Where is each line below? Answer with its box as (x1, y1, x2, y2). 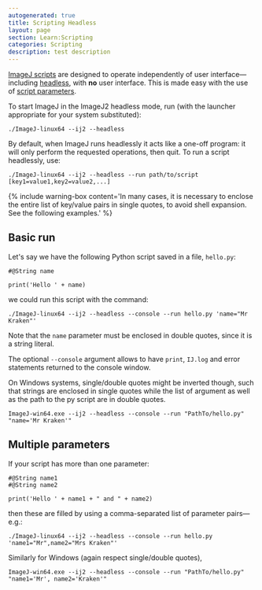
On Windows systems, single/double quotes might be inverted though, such (8, 378, 254, 387)
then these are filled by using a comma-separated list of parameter (8, 508, 226, 518)
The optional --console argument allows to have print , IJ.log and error (8, 354, 241, 363)
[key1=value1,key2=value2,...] (8, 178, 111, 186)
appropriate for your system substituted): (8, 110, 142, 119)
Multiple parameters (8, 438, 110, 452)
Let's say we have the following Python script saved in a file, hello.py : (8, 252, 236, 261)
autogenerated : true (8, 11, 76, 20)
